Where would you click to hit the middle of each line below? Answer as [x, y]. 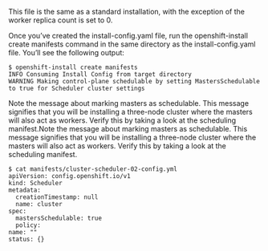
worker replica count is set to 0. [61, 20]
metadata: [25, 190]
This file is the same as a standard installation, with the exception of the [126, 12]
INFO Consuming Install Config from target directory [100, 75]
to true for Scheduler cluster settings [77, 88]
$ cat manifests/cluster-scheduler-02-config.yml [93, 169]
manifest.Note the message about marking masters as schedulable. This [128, 129]
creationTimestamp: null [57, 197]
